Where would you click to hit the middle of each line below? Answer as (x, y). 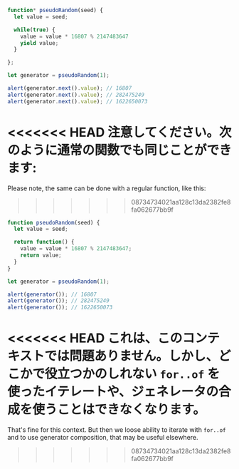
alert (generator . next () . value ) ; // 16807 (70, 88)
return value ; (41, 256)
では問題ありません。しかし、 (132, 356)
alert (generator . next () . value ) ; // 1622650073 (78, 101)
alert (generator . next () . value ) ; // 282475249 (76, 95)
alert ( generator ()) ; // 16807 (52, 294)
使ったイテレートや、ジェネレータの (113, 392)
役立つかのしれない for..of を (133, 374)
